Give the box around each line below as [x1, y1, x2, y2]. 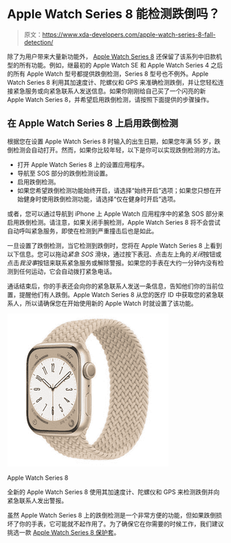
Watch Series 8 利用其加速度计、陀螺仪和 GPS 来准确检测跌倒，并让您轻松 [7, 78, 218, 86]
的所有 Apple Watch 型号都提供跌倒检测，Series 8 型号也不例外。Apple [7, 70, 209, 78]
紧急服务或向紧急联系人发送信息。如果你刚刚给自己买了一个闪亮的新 [12, 87, 206, 95]
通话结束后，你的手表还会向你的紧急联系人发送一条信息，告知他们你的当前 [7, 282, 218, 290]
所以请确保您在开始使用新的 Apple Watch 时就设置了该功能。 [25, 299, 197, 307]
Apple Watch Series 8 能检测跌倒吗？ [7, 6, 221, 22]
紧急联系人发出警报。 [7, 496, 67, 504]
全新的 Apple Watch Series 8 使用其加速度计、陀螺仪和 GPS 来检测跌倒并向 [7, 487, 220, 496]
